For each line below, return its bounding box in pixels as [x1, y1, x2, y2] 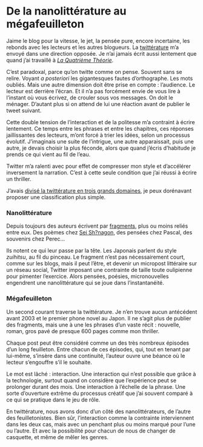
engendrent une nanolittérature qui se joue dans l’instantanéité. [6, 279, 165, 286]
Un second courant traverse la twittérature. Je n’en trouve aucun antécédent [6, 308, 198, 316]
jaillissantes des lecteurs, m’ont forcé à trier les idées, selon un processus [6, 131, 190, 139]
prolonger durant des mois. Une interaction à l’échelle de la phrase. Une [6, 383, 186, 390]
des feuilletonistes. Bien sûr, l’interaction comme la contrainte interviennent [6, 414, 194, 422]
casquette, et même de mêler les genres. [6, 433, 109, 440]
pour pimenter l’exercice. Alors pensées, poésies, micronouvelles [6, 273, 169, 280]
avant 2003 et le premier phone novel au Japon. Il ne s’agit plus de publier [6, 314, 192, 322]
